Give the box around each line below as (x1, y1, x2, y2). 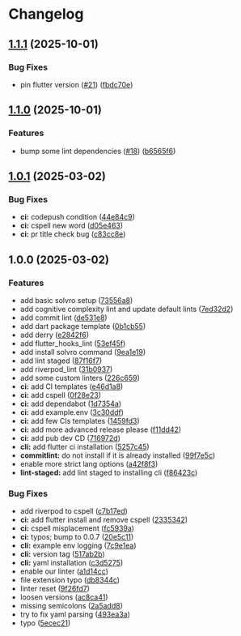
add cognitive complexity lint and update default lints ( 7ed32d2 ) (19, 304, 234, 314)
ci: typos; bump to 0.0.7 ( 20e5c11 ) (19, 532, 134, 542)
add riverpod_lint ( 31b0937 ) (19, 364, 113, 373)
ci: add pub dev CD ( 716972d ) (19, 433, 121, 442)
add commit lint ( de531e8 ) (19, 313, 108, 322)
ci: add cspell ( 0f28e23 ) (19, 390, 102, 399)
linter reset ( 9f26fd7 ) (19, 584, 91, 594)
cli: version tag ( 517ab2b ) (19, 549, 105, 559)
